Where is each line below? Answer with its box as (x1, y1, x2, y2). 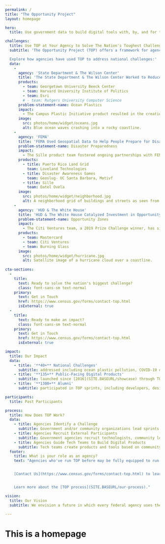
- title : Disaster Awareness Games (23, 171, 96, 176)
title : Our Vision (9, 498, 48, 503)
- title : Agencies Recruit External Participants (14, 431, 118, 436)
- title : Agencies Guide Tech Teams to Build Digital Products (14, 440, 146, 445)
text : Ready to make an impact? (18, 317, 84, 322)
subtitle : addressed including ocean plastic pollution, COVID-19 (18, 367, 157, 372)
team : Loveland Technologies (27, 166, 87, 171)
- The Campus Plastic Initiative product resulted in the (23, 112, 144, 117)
